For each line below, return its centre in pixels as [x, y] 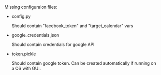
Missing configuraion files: [31, 7]
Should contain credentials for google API [53, 45]
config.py [21, 16]
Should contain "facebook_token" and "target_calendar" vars [72, 26]
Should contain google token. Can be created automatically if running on [84, 63]
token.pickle [24, 54]
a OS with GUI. [26, 68]
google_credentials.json [35, 35]
